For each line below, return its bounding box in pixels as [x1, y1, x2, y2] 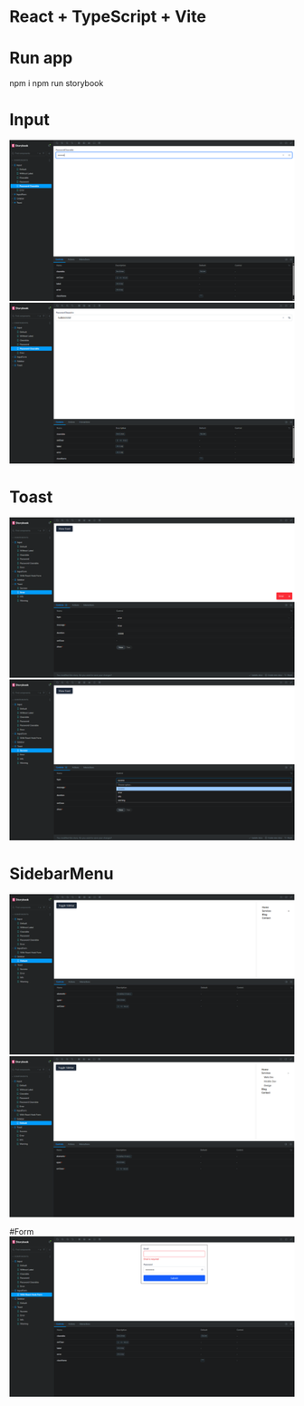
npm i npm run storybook [9, 78, 104, 89]
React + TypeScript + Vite [9, 6, 206, 27]
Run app [9, 48, 73, 69]
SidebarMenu [9, 863, 114, 884]
